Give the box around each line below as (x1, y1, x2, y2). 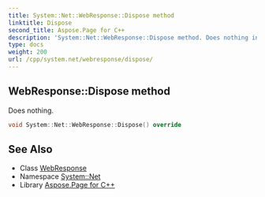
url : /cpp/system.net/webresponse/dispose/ (8, 56, 154, 64)
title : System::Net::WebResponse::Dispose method (8, 11, 175, 20)
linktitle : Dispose (8, 19, 73, 27)
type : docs (8, 41, 44, 49)
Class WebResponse (19, 163, 87, 173)
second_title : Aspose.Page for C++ (8, 26, 125, 34)
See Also (8, 143, 53, 156)
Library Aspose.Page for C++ (19, 180, 116, 190)
